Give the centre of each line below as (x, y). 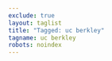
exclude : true (32, 15)
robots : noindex (35, 45)
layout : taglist (35, 23)
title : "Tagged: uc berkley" (56, 30)
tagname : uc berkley (42, 38)
